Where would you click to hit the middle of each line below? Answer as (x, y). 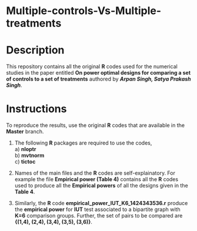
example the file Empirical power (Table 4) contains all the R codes (96, 179)
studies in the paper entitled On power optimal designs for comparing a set (98, 73)
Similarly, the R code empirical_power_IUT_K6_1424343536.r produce (101, 203)
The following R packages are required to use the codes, (83, 143)
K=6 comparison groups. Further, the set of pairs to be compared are (98, 216)
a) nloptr (25, 149)
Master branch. (25, 132)
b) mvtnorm (29, 155)
